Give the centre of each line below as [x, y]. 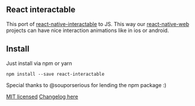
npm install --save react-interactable [55, 74]
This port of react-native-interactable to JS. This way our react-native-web [98, 24]
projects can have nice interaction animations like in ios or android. [88, 30]
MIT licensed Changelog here [42, 97]
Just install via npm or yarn [39, 63]
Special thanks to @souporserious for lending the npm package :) [87, 85]
